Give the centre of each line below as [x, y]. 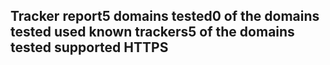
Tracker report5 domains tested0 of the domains [165, 16]
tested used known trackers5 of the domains [152, 32]
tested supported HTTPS [89, 47]
